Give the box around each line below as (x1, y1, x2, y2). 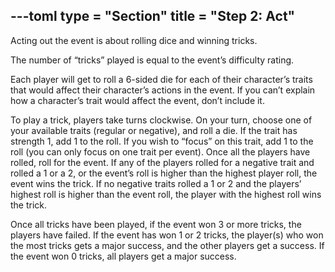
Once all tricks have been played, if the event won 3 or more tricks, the (10, 218, 302, 230)
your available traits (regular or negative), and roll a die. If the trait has (10, 124, 298, 136)
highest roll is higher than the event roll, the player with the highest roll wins (10, 188, 322, 200)
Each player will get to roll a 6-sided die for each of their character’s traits (10, 73, 313, 85)
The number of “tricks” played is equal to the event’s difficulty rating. (10, 54, 295, 66)
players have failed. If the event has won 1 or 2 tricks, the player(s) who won (10, 229, 324, 241)
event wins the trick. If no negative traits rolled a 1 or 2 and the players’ (10, 177, 302, 189)
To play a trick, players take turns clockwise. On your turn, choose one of (10, 114, 313, 126)
